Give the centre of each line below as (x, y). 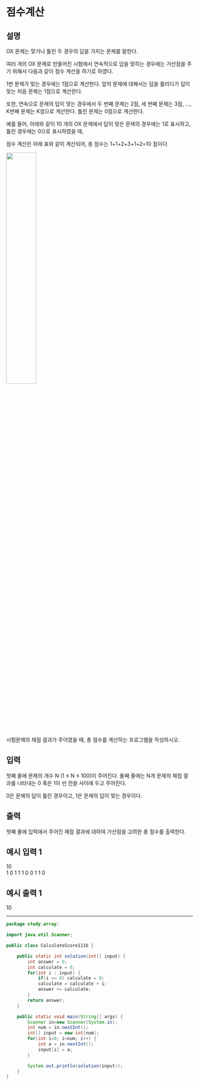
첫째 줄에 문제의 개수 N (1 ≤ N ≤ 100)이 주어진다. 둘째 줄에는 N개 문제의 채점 (94, 776)
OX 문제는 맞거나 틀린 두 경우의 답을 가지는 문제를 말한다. (72, 51)
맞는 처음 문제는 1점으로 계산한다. (44, 91)
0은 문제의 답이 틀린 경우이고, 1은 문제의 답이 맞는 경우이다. (74, 796)
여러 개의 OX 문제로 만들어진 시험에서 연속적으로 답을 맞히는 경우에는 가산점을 (96, 64)
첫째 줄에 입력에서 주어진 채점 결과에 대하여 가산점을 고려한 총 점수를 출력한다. (96, 831)
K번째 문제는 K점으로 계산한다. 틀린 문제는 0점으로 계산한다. (75, 111)
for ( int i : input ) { (54, 973)
